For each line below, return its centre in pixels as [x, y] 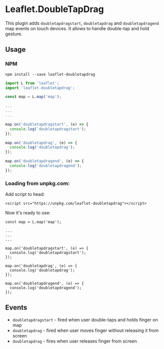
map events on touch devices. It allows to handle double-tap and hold [77, 28]
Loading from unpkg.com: [38, 183]
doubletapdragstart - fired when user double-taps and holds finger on [85, 319]
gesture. [14, 34]
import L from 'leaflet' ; [32, 83]
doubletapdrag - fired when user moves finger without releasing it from [86, 330]
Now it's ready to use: [28, 213]
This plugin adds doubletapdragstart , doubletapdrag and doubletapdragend [82, 23]
